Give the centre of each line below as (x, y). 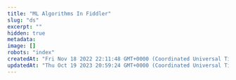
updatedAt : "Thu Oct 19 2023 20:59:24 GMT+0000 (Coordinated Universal (114, 65)
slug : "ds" (23, 20)
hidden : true (26, 33)
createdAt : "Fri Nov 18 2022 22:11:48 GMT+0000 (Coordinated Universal (114, 59)
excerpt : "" (25, 26)
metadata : (22, 40)
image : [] (22, 46)
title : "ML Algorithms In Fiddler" (59, 14)
